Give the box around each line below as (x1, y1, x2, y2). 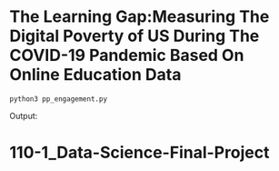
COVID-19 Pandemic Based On (9, 45, 244, 65)
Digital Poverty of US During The (9, 25, 260, 46)
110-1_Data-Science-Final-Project (9, 143, 270, 163)
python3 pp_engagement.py (9, 94, 107, 104)
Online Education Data (9, 65, 182, 85)
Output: (9, 110, 38, 121)
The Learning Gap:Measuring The (9, 6, 270, 27)
